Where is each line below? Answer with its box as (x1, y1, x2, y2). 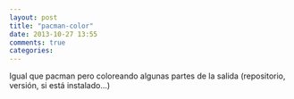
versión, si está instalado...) (9, 80, 111, 91)
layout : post (9, 12, 58, 22)
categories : (9, 46, 54, 55)
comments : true (9, 37, 66, 47)
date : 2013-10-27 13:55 (9, 29, 98, 38)
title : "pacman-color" (9, 21, 94, 30)
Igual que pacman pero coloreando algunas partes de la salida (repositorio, (9, 70, 286, 81)
